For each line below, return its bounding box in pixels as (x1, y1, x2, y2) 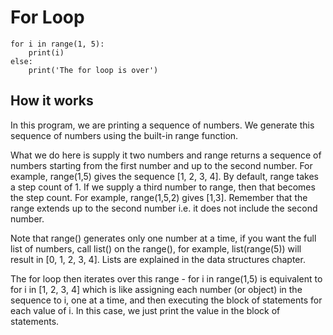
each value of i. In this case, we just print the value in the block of (10, 304, 281, 316)
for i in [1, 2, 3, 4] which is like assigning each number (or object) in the (10, 283, 303, 295)
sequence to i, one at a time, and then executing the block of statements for (10, 294, 323, 306)
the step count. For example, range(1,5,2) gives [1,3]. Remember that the (10, 191, 308, 203)
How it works (10, 92, 94, 110)
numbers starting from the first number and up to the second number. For (10, 159, 313, 171)
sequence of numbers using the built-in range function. (10, 129, 239, 141)
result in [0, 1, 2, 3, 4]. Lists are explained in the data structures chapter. (10, 253, 306, 265)
